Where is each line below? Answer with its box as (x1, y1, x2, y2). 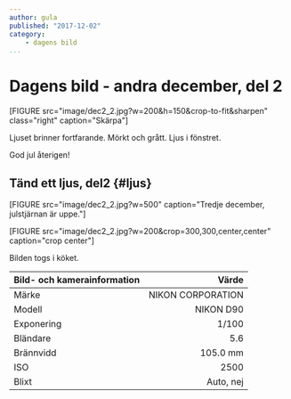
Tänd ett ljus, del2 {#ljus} (9, 175, 153, 191)
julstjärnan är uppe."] (9, 208, 86, 219)
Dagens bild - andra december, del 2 (9, 77, 283, 96)
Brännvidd (13, 346, 57, 359)
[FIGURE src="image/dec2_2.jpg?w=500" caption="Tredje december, (9, 199, 265, 209)
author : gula (9, 12, 58, 22)
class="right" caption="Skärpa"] (9, 115, 129, 126)
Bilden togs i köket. (9, 253, 79, 263)
